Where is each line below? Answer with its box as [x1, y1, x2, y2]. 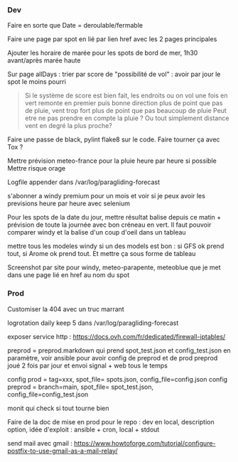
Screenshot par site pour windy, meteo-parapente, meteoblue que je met [7, 263, 222, 272]
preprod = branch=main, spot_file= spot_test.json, [7, 382, 154, 391]
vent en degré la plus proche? [24, 122, 112, 130]
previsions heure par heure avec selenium [7, 199, 130, 208]
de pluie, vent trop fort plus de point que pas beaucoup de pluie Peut [24, 107, 227, 115]
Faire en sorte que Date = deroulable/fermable [7, 21, 144, 30]
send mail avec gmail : [7, 439, 72, 447]
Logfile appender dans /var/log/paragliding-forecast [7, 178, 160, 186]
